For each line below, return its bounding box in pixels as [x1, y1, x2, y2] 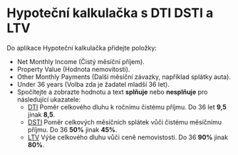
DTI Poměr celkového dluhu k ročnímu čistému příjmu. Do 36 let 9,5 [27, 102, 227, 111]
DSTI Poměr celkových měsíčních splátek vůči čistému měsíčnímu [27, 117, 222, 126]
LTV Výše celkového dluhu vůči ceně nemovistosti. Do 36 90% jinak [27, 133, 229, 141]
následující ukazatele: [16, 95, 81, 104]
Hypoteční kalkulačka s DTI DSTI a [6, 5, 214, 21]
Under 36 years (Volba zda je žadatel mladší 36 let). [16, 80, 170, 88]
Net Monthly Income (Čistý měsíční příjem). [16, 57, 145, 65]
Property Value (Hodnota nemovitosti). [16, 65, 130, 73]
